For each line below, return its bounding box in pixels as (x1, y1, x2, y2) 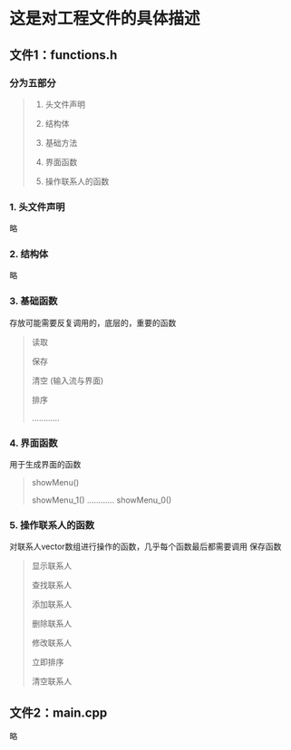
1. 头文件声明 (9, 200, 65, 213)
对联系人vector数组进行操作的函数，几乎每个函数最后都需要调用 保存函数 (9, 541, 282, 553)
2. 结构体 (9, 248, 49, 261)
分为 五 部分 (9, 76, 56, 89)
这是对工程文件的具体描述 (9, 8, 201, 29)
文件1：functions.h (9, 47, 118, 62)
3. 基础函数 (9, 295, 58, 308)
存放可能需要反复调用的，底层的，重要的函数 (9, 317, 177, 328)
